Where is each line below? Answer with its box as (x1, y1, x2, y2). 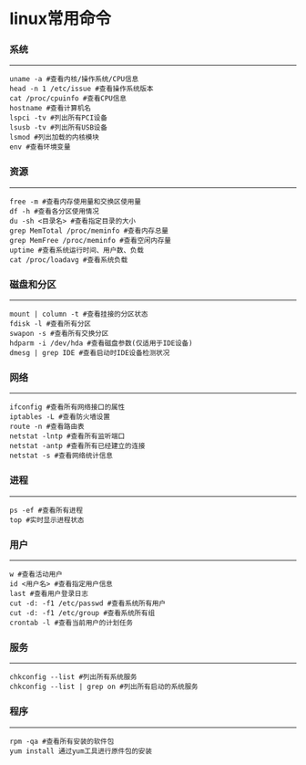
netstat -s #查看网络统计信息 (9, 451, 114, 461)
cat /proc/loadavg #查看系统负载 (9, 255, 128, 265)
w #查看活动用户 (9, 570, 63, 579)
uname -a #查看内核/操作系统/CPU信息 (9, 75, 139, 84)
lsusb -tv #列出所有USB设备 (9, 123, 107, 132)
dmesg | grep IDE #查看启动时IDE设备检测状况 (9, 349, 170, 358)
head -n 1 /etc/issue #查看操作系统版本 (9, 84, 154, 94)
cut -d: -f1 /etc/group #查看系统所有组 (9, 608, 156, 617)
